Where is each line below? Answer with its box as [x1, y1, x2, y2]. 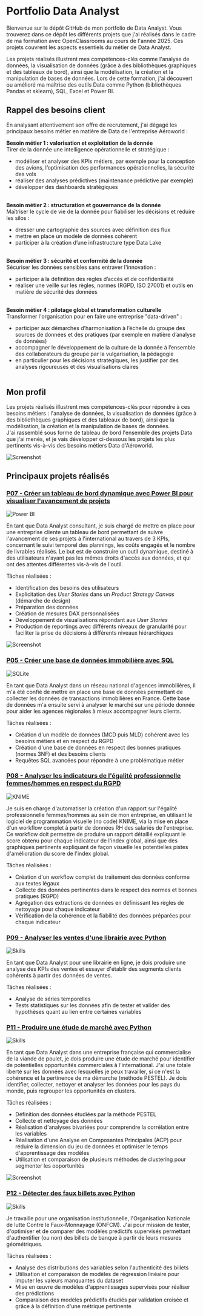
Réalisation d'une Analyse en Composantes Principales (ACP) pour [15, 1137, 182, 1144]
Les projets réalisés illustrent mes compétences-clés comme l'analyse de [6, 55, 190, 62]
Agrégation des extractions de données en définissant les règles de [15, 899, 184, 906]
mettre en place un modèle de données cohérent [15, 232, 138, 240]
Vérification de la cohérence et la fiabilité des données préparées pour [15, 911, 191, 919]
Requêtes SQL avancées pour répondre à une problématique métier [15, 756, 184, 764]
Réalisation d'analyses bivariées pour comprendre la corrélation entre [15, 1123, 189, 1131]
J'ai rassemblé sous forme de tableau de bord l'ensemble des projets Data [6, 429, 193, 436]
